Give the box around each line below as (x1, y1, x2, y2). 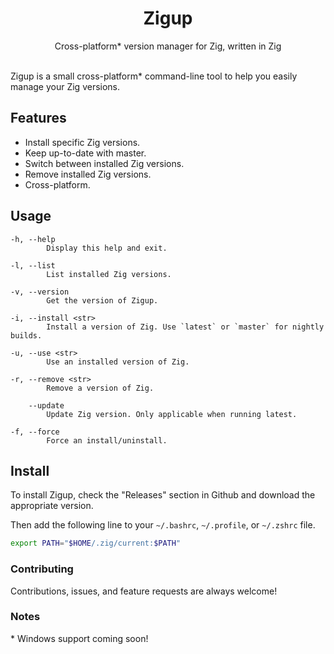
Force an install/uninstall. (46, 435, 168, 446)
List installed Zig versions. (46, 269, 172, 279)
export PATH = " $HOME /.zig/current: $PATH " (10, 538, 182, 549)
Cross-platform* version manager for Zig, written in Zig (54, 40, 282, 52)
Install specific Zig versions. (24, 136, 141, 148)
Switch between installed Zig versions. (24, 157, 185, 169)
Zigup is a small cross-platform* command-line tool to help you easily (10, 70, 298, 82)
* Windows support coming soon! (10, 632, 149, 644)
